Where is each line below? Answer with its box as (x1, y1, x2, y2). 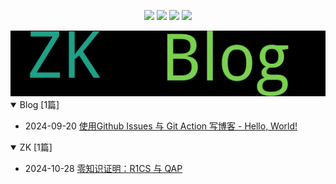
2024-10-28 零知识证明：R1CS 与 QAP (24, 162, 183, 174)
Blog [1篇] (19, 98, 60, 110)
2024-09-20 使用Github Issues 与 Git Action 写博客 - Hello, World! (24, 120, 298, 132)
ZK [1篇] (19, 141, 53, 153)
